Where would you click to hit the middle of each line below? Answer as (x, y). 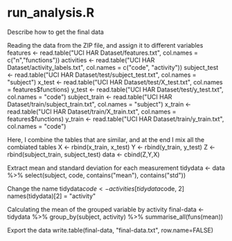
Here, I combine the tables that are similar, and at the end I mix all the (106, 139)
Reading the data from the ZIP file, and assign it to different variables (105, 45)
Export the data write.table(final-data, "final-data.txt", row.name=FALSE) (110, 230)
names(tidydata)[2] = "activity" (52, 196)
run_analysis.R (51, 13)
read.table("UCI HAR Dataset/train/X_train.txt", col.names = (92, 111)
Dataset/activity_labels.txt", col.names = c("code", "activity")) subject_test (113, 67)
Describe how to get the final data (55, 32)
